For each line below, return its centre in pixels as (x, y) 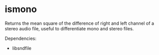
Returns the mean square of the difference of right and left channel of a (80, 23)
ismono (21, 9)
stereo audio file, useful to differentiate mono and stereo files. (69, 28)
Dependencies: (21, 38)
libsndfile (22, 48)
